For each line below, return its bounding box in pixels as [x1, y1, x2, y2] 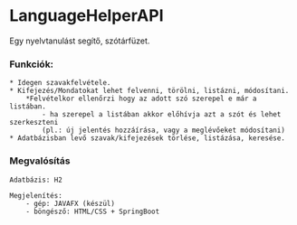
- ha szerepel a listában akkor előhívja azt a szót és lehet [42, 110, 282, 119]
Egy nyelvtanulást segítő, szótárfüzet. [9, 35, 150, 46]
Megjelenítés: [9, 191, 63, 200]
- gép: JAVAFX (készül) [25, 199, 116, 208]
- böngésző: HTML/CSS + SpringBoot [25, 207, 160, 216]
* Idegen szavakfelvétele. [9, 79, 111, 88]
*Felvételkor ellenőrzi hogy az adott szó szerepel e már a [25, 94, 257, 104]
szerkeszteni [9, 118, 59, 127]
